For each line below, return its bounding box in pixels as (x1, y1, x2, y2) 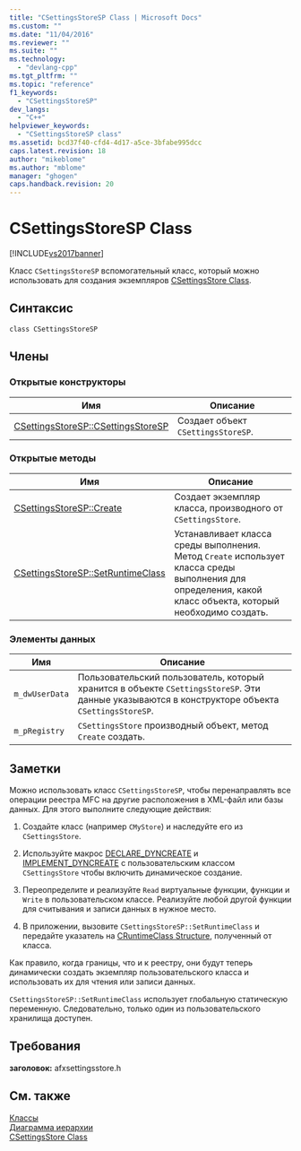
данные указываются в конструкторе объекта (77, 694, 279, 706)
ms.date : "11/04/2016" (9, 30, 94, 39)
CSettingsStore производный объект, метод (77, 719, 269, 731)
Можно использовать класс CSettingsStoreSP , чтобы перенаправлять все (9, 784, 291, 795)
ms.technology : (9, 55, 66, 64)
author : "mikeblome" (9, 154, 87, 164)
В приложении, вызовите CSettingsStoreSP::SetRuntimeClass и (21, 921, 260, 931)
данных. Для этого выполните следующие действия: (9, 803, 212, 814)
